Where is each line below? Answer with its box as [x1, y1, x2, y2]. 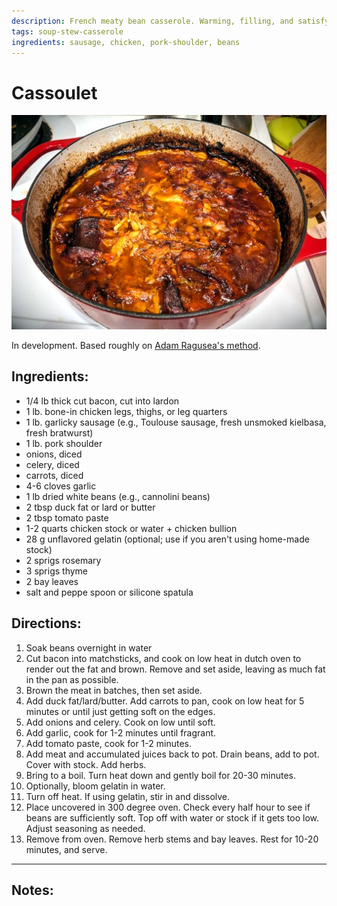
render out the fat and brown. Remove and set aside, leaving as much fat [25, 663, 326, 675]
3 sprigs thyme [25, 565, 89, 577]
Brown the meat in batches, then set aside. [25, 684, 203, 696]
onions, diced [25, 448, 83, 460]
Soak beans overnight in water [25, 641, 153, 654]
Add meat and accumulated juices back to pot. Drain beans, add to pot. [25, 748, 320, 760]
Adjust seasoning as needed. [25, 822, 146, 834]
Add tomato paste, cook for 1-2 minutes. [25, 737, 192, 749]
